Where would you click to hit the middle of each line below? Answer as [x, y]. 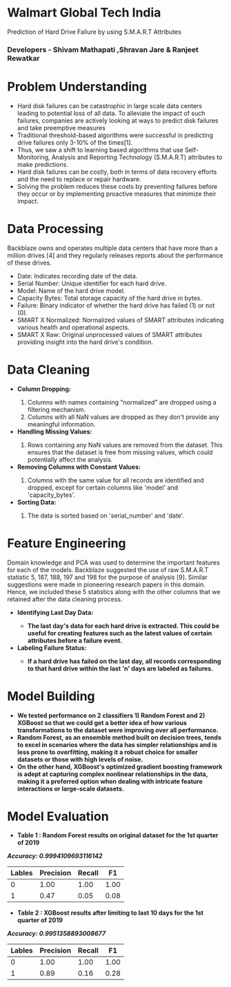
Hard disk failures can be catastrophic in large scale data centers [109, 105]
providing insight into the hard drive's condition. [85, 342]
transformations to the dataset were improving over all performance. [118, 730]
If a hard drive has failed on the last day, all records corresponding [124, 661]
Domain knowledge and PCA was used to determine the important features [114, 562]
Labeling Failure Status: [52, 648]
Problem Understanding [77, 87]
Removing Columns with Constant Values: [79, 467]
